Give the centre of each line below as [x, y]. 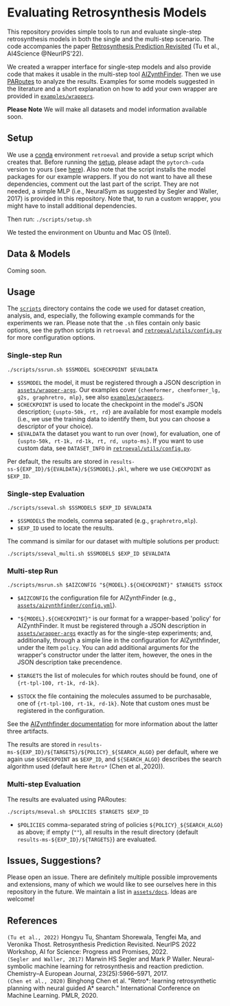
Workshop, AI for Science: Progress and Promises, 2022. [88, 952]
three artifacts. [28, 732]
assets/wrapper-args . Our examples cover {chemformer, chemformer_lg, [119, 390]
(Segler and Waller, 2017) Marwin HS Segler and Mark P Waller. [100, 959]
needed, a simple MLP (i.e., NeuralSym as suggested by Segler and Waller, [113, 191]
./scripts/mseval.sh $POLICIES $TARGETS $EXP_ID [78, 812]
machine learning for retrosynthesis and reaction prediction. [119, 966]
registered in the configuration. [61, 711]
